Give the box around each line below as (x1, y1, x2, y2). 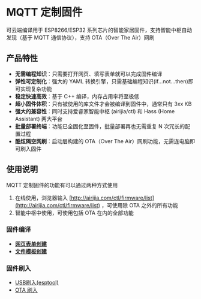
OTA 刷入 (14, 286, 38, 294)
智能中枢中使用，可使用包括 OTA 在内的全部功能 (14, 209, 134, 216)
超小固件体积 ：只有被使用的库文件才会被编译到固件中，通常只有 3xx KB (14, 100, 192, 107)
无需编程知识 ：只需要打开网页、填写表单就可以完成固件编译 (14, 70, 163, 77)
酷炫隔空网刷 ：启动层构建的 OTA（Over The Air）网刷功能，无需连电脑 (14, 137, 190, 144)
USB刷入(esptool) (14, 279, 59, 286)
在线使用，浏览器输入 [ (14, 194, 71, 201)
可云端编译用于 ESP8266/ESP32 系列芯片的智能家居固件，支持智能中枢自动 (6, 26, 193, 34)
